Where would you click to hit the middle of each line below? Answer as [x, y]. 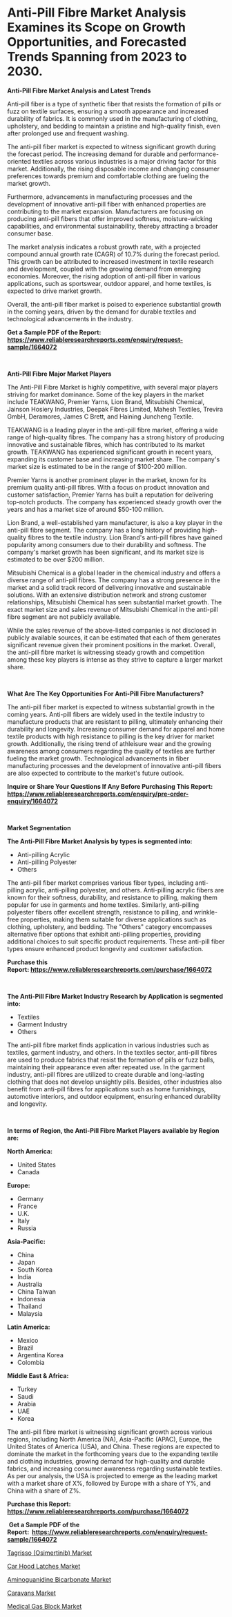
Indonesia [31, 1299]
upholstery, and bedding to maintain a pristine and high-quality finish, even [114, 126]
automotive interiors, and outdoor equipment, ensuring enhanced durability [114, 1096]
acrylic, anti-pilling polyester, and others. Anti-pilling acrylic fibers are [125, 890]
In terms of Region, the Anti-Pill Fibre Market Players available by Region [113, 1130]
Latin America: [29, 1327]
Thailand [30, 1306]
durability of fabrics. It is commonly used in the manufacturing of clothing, [113, 118]
